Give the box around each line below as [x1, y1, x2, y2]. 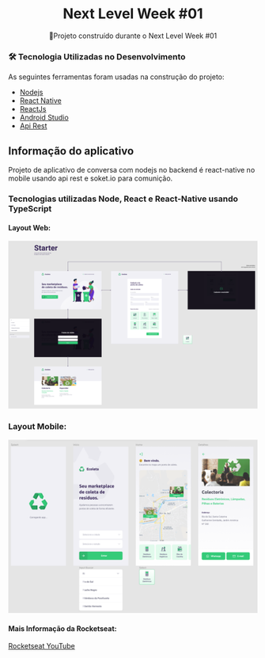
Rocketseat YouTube [8, 641, 75, 651]
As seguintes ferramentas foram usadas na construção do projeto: [8, 72, 225, 82]
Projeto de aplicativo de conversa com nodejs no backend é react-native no [8, 165, 256, 175]
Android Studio [19, 112, 69, 123]
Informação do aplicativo [8, 144, 134, 158]
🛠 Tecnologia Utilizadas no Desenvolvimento [8, 51, 186, 62]
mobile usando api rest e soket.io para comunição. [8, 173, 173, 183]
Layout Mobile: [8, 421, 67, 432]
